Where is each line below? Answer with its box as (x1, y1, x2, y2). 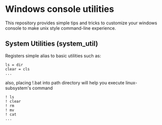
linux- (125, 79, 138, 85)
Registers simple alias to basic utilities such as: (5, 53, 101, 59)
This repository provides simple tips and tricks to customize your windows (5, 20, 158, 26)
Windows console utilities (5, 3, 114, 15)
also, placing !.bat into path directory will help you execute (5, 79, 125, 85)
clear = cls (5, 66, 30, 71)
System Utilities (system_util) (5, 40, 98, 48)
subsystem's (5, 85, 31, 91)
